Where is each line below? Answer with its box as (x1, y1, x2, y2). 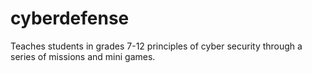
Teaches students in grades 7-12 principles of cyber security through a (10, 40, 303, 52)
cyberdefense (10, 7, 130, 30)
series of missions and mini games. (10, 50, 156, 62)
